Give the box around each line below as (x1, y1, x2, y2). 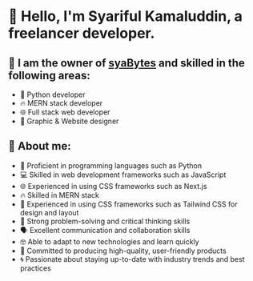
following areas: (8, 68, 90, 82)
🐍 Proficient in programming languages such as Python (19, 160, 203, 171)
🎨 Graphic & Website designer (19, 116, 119, 126)
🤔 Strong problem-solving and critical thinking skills (19, 216, 191, 226)
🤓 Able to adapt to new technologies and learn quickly (19, 236, 199, 247)
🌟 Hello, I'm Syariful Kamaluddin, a (8, 7, 243, 26)
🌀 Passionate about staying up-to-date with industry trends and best (19, 254, 245, 263)
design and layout (19, 207, 79, 217)
